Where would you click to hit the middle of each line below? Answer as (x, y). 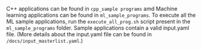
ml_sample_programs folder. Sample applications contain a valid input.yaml (98, 28)
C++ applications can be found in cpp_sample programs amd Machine (92, 9)
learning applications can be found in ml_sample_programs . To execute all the (101, 15)
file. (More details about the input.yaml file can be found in (79, 34)
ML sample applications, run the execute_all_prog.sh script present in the (98, 21)
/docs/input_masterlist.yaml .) (45, 41)
